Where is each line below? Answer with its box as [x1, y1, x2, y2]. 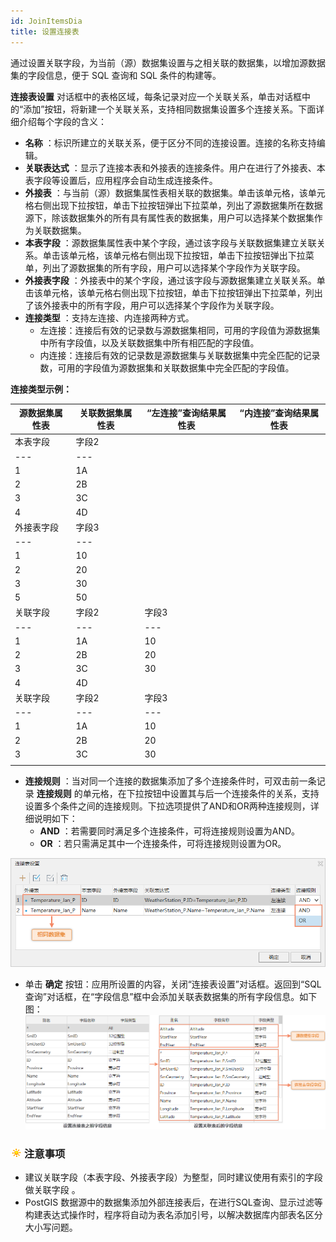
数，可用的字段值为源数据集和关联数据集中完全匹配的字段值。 [39, 361, 295, 374]
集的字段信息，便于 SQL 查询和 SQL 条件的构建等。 [10, 69, 222, 81]
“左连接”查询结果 [146, 407, 218, 419]
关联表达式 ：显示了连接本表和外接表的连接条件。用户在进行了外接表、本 [24, 161, 326, 174]
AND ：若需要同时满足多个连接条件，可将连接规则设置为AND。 [39, 825, 301, 837]
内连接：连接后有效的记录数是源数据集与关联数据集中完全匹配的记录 [39, 349, 321, 361]
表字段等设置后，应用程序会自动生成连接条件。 [24, 174, 218, 186]
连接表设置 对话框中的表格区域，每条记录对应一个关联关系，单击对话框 [10, 90, 302, 102]
